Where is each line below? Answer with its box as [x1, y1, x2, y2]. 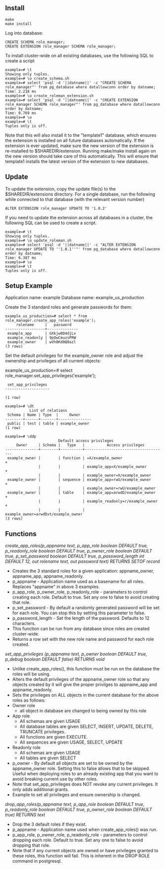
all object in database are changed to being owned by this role [19, 708, 147, 714]
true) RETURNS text [5, 812, 45, 818]
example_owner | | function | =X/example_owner [7, 456, 123, 461]
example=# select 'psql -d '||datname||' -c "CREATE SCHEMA [5, 80, 132, 85]
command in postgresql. [12, 858, 62, 864]
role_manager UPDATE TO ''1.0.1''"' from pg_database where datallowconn [5, 246, 161, 251]
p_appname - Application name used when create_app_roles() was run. [12, 827, 158, 832]
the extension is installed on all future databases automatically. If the [5, 137, 145, 143]
